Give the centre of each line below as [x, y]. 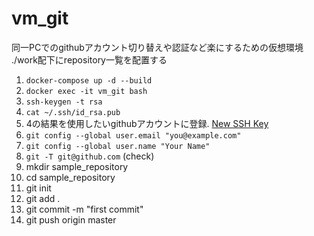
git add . [43, 198]
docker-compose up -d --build [89, 80]
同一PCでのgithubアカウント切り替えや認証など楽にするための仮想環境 [157, 47]
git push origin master [71, 219]
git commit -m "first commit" [84, 209]
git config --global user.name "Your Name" [118, 146]
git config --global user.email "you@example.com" [133, 135]
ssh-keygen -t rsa [64, 102]
